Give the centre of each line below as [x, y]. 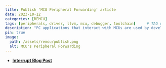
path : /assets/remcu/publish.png [44, 42]
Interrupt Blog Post [32, 60]
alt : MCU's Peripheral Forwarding [45, 46]
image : [12, 37]
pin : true [15, 33]
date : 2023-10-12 [23, 14]
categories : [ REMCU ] [26, 19]
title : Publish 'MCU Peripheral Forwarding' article [61, 10]
